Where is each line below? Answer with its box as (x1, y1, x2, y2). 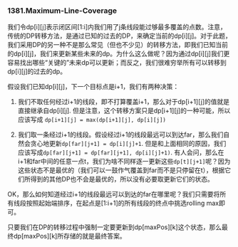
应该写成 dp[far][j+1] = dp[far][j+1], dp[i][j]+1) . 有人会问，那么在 (17, 148, 224, 157)
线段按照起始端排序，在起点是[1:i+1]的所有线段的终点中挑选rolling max (13, 199, 219, 208)
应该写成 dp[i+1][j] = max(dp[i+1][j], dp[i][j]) (17, 115, 166, 124)
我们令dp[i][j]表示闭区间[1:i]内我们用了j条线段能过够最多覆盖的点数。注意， (7, 23, 227, 31)
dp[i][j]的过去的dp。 (7, 67, 66, 76)
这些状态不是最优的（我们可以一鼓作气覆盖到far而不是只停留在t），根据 (17, 166, 225, 174)
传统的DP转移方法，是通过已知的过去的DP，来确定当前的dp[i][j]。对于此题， (7, 31, 232, 41)
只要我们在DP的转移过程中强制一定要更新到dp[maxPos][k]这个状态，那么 (7, 223, 222, 231)
